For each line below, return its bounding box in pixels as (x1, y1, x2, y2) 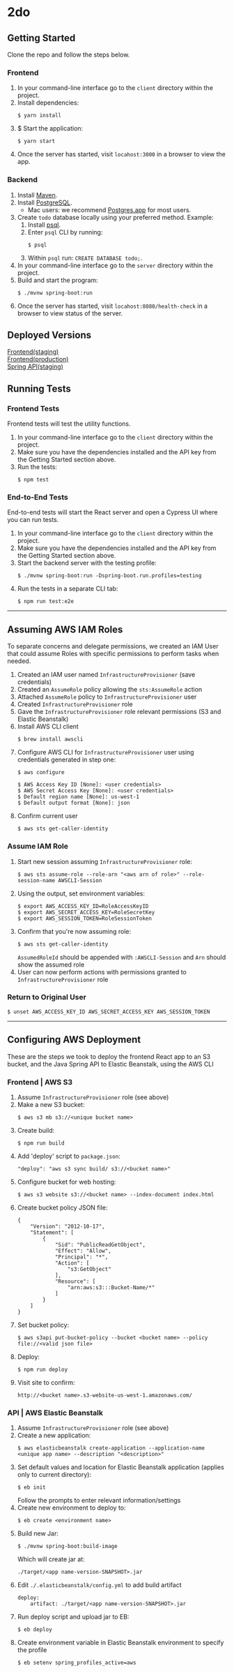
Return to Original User (7, 992, 87, 1002)
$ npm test (17, 476, 49, 484)
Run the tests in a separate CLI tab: (17, 584, 118, 593)
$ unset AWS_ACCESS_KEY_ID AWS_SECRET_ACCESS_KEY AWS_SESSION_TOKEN (7, 1008, 210, 1016)
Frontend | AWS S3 (7, 1077, 73, 1087)
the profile (17, 1646, 47, 1654)
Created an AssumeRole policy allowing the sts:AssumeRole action (17, 685, 203, 694)
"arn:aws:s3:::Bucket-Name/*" (67, 1284, 155, 1291)
